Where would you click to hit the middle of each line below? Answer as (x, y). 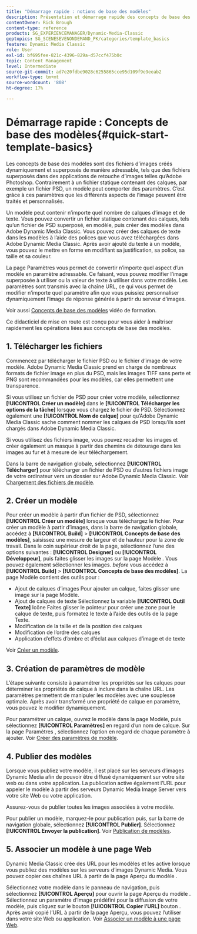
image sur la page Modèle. (47, 595)
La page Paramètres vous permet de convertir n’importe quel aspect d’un (95, 268)
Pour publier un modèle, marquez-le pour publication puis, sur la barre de (95, 819)
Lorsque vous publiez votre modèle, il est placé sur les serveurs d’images (95, 770)
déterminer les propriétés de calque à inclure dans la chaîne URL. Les (90, 689)
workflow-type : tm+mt (33, 77)
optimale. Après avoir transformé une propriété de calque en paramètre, (94, 702)
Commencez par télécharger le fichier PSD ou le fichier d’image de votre (94, 361)
